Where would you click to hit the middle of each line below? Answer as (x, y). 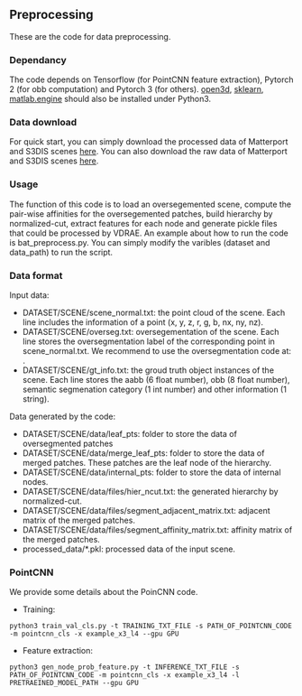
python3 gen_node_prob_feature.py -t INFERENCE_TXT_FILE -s (125, 667)
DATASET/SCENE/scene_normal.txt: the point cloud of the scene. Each (154, 312)
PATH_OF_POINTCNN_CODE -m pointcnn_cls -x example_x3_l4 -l (125, 675)
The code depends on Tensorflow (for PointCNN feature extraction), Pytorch (152, 79)
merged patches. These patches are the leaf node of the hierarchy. (147, 463)
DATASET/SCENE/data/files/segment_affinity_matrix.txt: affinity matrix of (157, 530)
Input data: (29, 295)
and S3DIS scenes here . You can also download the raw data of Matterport (149, 152)
